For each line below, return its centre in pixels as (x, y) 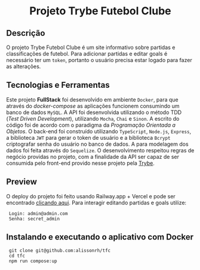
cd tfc (17, 256)
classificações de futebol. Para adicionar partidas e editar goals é (87, 54)
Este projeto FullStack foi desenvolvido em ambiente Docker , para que (92, 99)
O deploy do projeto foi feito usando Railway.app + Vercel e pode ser (91, 196)
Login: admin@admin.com (38, 213)
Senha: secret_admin (34, 219)
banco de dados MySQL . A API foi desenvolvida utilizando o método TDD (94, 112)
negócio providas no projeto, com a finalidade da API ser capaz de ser (93, 157)
